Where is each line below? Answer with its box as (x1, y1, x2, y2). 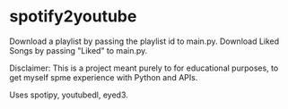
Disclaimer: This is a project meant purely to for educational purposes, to (9, 63, 279, 73)
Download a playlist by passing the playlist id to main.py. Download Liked (9, 36, 280, 46)
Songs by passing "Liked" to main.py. (9, 45, 148, 55)
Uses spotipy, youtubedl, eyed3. (9, 89, 128, 100)
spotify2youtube (9, 6, 137, 27)
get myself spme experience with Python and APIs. (9, 71, 198, 82)
